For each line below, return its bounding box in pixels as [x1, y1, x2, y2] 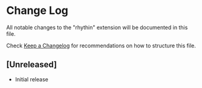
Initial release [15, 75, 48, 83]
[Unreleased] [6, 59, 57, 70]
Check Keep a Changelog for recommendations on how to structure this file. [6, 42, 197, 49]
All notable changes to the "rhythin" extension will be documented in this [6, 24, 188, 31]
